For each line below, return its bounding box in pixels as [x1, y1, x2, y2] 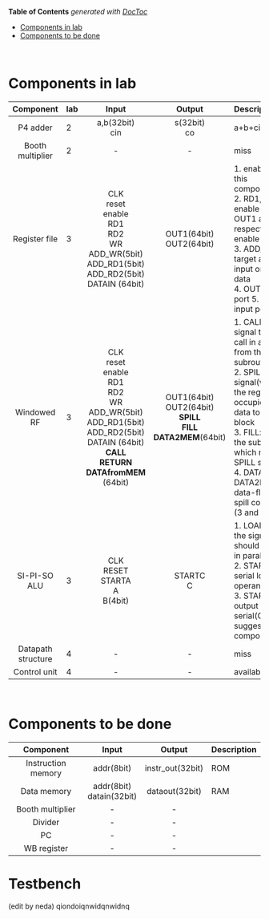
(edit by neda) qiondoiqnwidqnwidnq [8, 901, 130, 911]
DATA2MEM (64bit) [153, 431, 227, 443]
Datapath [18, 643, 53, 654]
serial [233, 569, 255, 581]
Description [211, 743, 257, 755]
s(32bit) [175, 116, 206, 128]
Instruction [26, 757, 66, 768]
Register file [13, 233, 58, 244]
